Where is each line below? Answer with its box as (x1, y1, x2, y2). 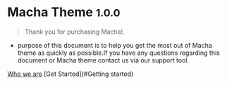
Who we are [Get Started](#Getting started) (7, 70, 134, 78)
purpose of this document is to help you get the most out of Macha (17, 41, 213, 49)
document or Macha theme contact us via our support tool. (17, 55, 189, 64)
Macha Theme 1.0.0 (7, 4, 121, 20)
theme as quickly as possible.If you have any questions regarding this (17, 48, 220, 57)
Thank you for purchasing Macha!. (24, 27, 125, 36)
